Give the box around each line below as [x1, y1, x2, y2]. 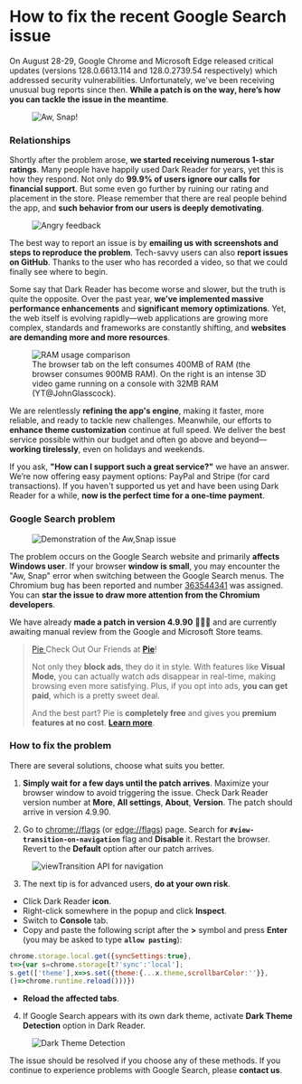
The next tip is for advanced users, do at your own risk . [22, 878, 231, 889]
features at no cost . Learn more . [31, 717, 156, 728]
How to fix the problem [9, 740, 111, 752]
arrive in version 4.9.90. [22, 806, 111, 817]
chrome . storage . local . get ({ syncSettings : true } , [9, 951, 193, 960]
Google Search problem [9, 513, 116, 525]
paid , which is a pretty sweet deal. [31, 690, 160, 701]
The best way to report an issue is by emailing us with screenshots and [9, 238, 278, 249]
